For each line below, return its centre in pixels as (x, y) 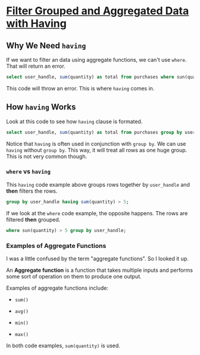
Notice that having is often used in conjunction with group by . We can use (96, 143)
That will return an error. (36, 66)
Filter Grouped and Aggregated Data (98, 11)
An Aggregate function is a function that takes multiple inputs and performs (100, 270)
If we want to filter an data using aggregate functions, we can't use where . (96, 60)
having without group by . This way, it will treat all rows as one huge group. (97, 150)
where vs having (28, 172)
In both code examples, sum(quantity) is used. (63, 345)
